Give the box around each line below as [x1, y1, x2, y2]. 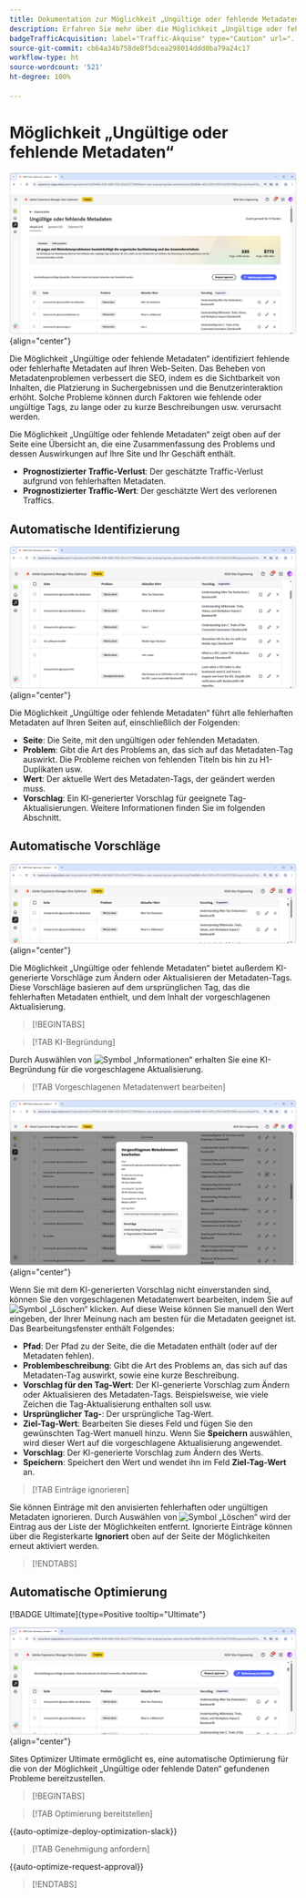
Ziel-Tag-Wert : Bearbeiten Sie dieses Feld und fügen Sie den [22, 1418, 253, 1429]
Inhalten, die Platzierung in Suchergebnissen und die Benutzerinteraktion [9, 383, 283, 394]
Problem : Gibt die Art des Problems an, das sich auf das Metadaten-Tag [22, 744, 293, 755]
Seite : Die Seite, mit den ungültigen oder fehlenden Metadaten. [22, 734, 260, 746]
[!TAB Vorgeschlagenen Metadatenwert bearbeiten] [31, 1081, 226, 1093]
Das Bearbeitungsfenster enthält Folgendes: [9, 1322, 175, 1334]
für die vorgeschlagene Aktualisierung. [57, 1063, 204, 1074]
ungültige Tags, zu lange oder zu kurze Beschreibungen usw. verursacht [9, 402, 282, 413]
